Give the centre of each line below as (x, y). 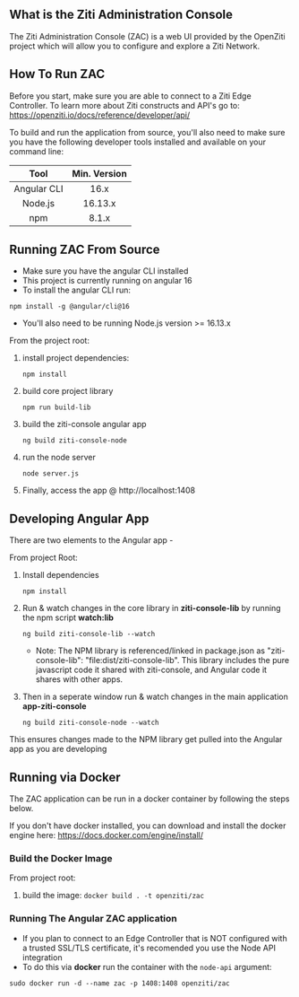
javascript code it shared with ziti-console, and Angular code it (151, 670)
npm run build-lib (56, 407)
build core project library (68, 391)
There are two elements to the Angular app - (91, 540)
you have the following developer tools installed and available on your (138, 142)
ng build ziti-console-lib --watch (89, 634)
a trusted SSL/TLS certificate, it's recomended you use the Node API (149, 948)
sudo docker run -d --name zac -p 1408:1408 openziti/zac (120, 983)
